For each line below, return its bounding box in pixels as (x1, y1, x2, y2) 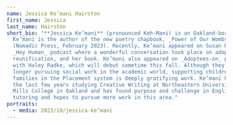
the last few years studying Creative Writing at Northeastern (13, 81, 200, 88)
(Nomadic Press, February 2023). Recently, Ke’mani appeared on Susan (13, 42, 222, 49)
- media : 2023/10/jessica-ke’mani (13, 107, 113, 114)
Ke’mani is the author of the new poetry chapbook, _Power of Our (13, 36, 209, 43)
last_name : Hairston (6, 23, 67, 30)
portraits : (6, 101, 38, 108)
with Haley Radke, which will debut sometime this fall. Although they (13, 62, 225, 69)
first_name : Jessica (6, 17, 67, 24)
